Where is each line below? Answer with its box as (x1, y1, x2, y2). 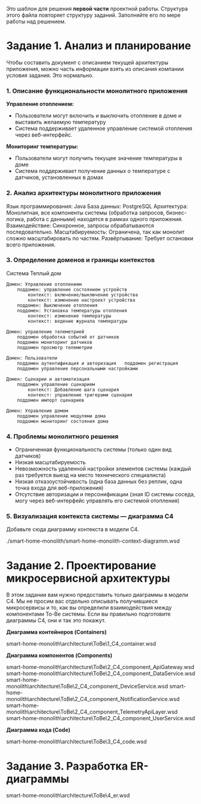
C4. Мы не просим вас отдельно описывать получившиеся (6, 597, 158, 605)
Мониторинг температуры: (6, 143, 79, 150)
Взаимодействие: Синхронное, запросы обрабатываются (6, 222, 154, 229)
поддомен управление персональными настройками (17, 366, 138, 372)
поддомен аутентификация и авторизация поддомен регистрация (17, 360, 179, 366)
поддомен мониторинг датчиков (17, 339, 93, 345)
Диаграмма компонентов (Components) (6, 652, 113, 659)
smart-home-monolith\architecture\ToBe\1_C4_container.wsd (6, 640, 157, 647)
